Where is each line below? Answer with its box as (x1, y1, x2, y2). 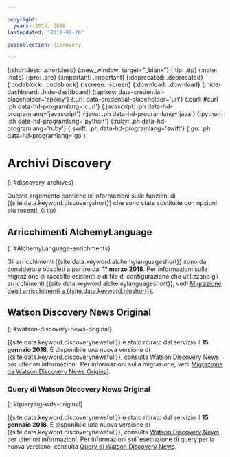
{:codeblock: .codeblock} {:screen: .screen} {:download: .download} (7, 80, 200, 89)
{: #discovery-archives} (7, 178, 74, 187)
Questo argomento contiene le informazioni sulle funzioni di (7, 191, 176, 200)
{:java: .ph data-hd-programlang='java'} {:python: (82, 110, 223, 118)
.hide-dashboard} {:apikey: (41, 88, 117, 96)
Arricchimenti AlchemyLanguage (7, 226, 152, 237)
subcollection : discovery (7, 41, 81, 48)
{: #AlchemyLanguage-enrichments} (7, 244, 111, 253)
